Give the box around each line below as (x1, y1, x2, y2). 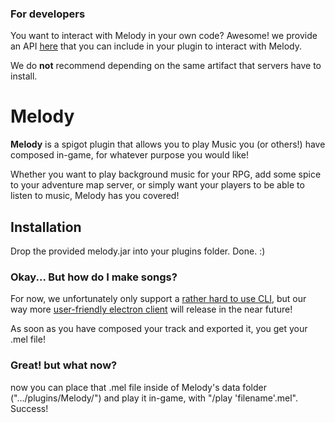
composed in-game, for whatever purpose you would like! (10, 149, 250, 161)
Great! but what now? (10, 358, 118, 372)
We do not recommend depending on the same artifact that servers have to (10, 60, 322, 72)
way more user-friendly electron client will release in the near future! (10, 303, 293, 316)
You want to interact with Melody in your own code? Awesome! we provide (10, 30, 318, 42)
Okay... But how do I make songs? (10, 270, 178, 284)
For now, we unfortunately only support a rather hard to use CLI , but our (10, 293, 307, 305)
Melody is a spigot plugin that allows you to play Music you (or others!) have (10, 138, 326, 151)
